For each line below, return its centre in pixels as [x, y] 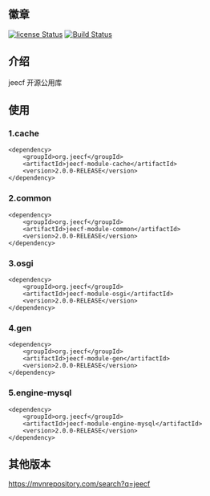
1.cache [24, 133]
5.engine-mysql [40, 393]
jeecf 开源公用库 [35, 82]
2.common [30, 198]
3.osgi [21, 263]
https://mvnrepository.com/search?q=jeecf [79, 484]
